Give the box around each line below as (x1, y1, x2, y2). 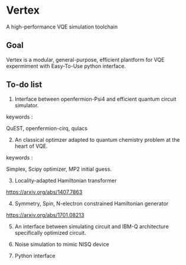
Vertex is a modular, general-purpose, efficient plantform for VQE (6, 56, 165, 63)
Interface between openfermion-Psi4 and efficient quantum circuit (14, 95, 177, 103)
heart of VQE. (14, 142, 48, 149)
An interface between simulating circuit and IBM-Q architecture (14, 223, 169, 230)
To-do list (6, 79, 43, 90)
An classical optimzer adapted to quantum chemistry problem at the (14, 136, 180, 143)
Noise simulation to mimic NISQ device (14, 241, 109, 248)
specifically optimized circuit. (14, 229, 87, 236)
